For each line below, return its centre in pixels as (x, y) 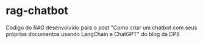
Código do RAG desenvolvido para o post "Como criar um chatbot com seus (101, 28)
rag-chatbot (37, 11)
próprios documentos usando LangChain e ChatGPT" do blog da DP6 (93, 34)
